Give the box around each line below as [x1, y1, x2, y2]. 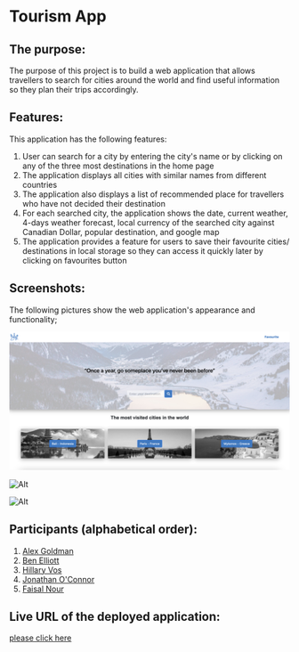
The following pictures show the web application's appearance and [9, 305, 255, 315]
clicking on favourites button [21, 255, 127, 265]
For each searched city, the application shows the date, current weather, [21, 208, 288, 218]
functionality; [9, 314, 58, 324]
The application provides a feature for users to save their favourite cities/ [21, 236, 290, 247]
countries [21, 179, 58, 190]
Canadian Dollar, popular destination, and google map [21, 226, 220, 237]
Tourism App [9, 6, 107, 27]
